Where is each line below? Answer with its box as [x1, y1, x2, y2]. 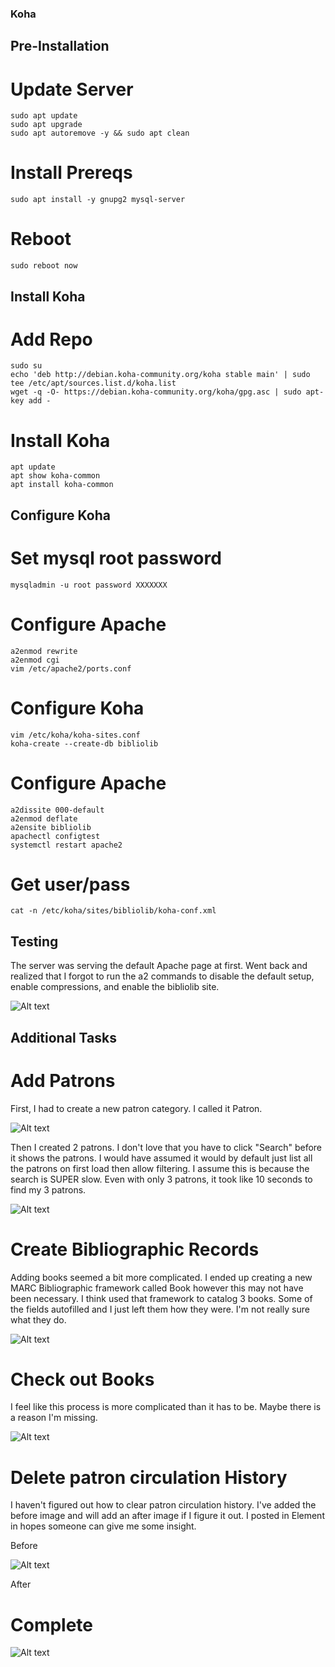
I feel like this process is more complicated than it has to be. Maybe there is [10, 1401, 322, 1413]
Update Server [10, 78, 134, 101]
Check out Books [10, 1368, 155, 1391]
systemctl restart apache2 [10, 840, 123, 850]
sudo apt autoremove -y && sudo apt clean [10, 128, 190, 139]
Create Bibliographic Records [10, 1238, 260, 1261]
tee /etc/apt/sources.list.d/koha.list [10, 378, 177, 389]
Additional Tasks [10, 1029, 117, 1046]
